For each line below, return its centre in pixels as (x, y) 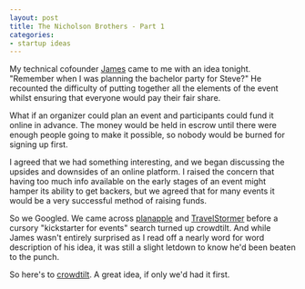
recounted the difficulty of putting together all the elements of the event (144, 88)
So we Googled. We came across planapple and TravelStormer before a (144, 218)
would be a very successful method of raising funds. (108, 201)
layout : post (34, 18)
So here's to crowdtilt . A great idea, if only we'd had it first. (120, 274)
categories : (32, 35)
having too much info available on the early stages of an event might (138, 182)
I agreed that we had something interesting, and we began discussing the (147, 162)
